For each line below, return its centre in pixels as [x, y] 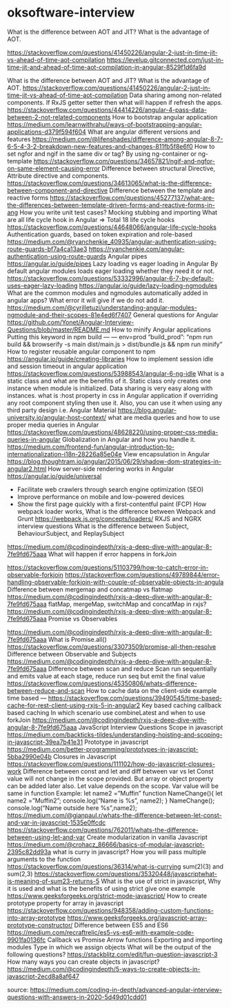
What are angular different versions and [144, 132]
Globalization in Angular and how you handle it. [129, 439]
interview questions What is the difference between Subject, [103, 526]
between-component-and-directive [58, 190]
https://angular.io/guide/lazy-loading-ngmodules [148, 285]
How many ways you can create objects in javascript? [83, 961]
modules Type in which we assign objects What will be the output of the [109, 947]
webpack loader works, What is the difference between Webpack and [116, 511]
